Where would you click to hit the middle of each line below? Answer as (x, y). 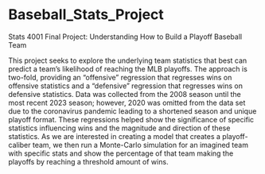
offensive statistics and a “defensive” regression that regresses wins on (125, 86)
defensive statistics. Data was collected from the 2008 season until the (125, 94)
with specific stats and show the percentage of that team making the (121, 153)
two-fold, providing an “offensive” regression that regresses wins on (120, 77)
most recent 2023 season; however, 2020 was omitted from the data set (127, 102)
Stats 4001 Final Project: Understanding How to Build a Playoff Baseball (125, 37)
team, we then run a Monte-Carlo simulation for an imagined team (140, 145)
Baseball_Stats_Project (86, 15)
